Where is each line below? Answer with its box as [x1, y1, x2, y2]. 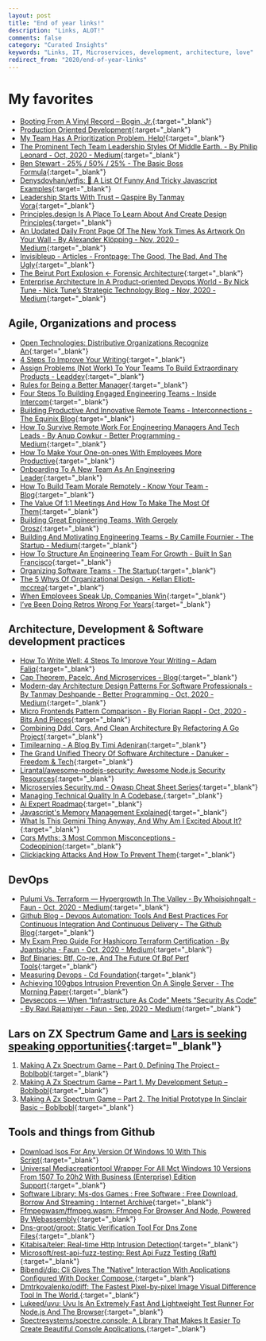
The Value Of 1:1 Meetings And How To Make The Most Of [19, 498, 210, 508]
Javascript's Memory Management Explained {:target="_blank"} [19, 808, 228, 817]
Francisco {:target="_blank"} [19, 557, 113, 566]
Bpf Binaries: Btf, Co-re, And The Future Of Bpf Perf [19, 953, 189, 963]
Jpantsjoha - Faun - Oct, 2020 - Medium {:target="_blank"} [19, 945, 213, 954]
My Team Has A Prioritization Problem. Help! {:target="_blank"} [19, 133, 225, 143]
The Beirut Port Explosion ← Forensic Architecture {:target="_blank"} [19, 268, 244, 278]
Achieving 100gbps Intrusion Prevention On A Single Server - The [19, 979, 234, 988]
